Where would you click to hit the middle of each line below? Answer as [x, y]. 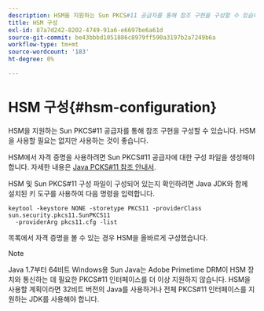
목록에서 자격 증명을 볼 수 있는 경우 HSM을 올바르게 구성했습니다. [108, 237]
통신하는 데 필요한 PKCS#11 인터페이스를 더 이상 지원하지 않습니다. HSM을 [137, 279]
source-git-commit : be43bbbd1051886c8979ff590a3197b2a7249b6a [112, 37]
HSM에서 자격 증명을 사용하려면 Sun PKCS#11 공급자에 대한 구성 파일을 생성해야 [132, 157]
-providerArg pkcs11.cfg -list [66, 222]
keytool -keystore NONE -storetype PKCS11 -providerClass [105, 208]
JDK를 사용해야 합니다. [64, 298]
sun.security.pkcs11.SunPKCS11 [59, 215]
